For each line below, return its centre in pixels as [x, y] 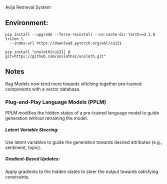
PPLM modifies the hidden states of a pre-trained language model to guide [82, 112]
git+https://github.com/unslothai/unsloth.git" [56, 56]
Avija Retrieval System [28, 7]
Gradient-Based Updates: [32, 159]
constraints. [17, 176]
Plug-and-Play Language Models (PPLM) [56, 102]
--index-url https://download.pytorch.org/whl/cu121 [66, 43]
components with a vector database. [43, 89]
